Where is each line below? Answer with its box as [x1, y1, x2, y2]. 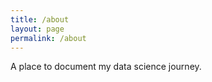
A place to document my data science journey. [10, 61, 202, 73]
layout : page [10, 24, 65, 34]
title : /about [10, 14, 70, 25]
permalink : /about [10, 33, 87, 43]
